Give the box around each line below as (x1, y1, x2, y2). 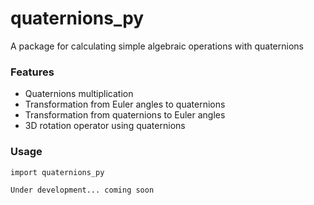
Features (10, 65, 55, 79)
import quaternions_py (10, 167, 105, 177)
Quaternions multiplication (24, 88, 134, 100)
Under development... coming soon (10, 185, 155, 195)
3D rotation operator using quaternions (24, 120, 186, 132)
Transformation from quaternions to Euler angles (24, 109, 226, 121)
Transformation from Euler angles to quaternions (24, 98, 226, 111)
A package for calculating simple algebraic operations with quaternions (10, 40, 304, 52)
